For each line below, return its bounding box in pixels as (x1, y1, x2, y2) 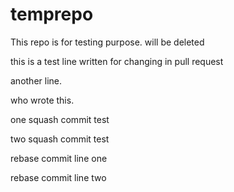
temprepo (10, 3, 94, 26)
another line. (10, 74, 63, 87)
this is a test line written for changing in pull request (10, 55, 224, 67)
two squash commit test (10, 133, 110, 145)
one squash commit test (10, 113, 110, 125)
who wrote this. (10, 94, 75, 106)
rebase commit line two (10, 171, 107, 183)
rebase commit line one (10, 152, 108, 164)
